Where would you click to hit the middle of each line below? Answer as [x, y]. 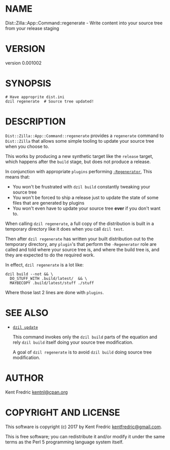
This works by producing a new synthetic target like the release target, [79, 156]
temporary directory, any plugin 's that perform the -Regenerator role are [81, 244]
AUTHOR [25, 378]
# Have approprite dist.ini [35, 97]
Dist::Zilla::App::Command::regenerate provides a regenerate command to [84, 136]
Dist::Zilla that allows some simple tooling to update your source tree [80, 141]
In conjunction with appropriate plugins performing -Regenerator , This [79, 171]
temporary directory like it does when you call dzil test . [65, 229]
